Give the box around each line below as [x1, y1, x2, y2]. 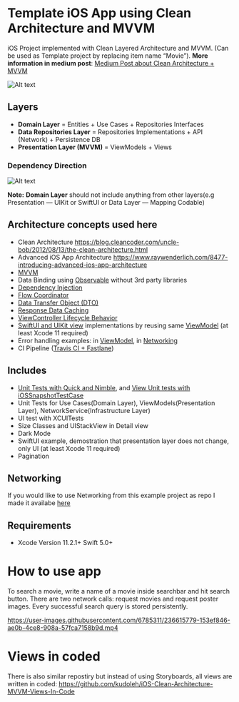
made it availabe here [7, 499, 71, 507]
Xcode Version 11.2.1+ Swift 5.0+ [17, 539, 113, 547]
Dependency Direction [7, 161, 87, 171]
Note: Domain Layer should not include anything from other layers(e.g [7, 190, 215, 199]
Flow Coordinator [17, 290, 69, 299]
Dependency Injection [17, 283, 83, 292]
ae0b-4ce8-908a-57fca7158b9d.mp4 [7, 624, 118, 632]
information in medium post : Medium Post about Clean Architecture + [7, 58, 215, 67]
